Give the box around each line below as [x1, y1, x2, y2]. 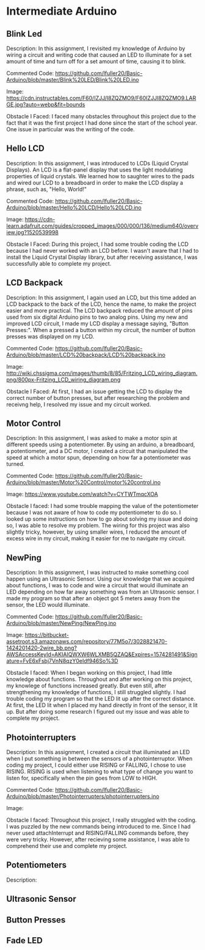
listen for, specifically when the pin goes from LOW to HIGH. [6, 774, 157, 782]
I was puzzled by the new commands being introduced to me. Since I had [6, 823, 191, 830]
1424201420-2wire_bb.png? [6, 644, 77, 651]
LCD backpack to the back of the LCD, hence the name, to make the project [6, 300, 196, 308]
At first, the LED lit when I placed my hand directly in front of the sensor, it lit [6, 702, 198, 709]
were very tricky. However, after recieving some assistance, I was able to [6, 836, 190, 843]
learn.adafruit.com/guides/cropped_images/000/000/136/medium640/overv [6, 222, 199, 230]
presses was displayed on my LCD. [6, 333, 95, 340]
